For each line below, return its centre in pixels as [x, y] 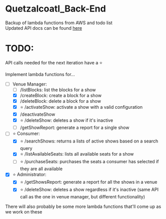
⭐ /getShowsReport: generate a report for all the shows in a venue [89, 182]
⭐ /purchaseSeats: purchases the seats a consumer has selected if [90, 162]
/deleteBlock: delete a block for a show [61, 101]
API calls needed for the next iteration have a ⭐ [54, 62]
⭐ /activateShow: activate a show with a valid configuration [81, 107]
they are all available [41, 169]
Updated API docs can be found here [44, 28]
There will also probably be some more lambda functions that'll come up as [83, 206]
